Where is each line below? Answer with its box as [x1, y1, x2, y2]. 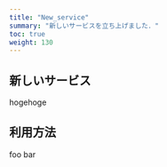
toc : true [9, 29, 46, 38]
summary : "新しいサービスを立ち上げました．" [9, 21, 160, 30]
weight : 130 [9, 37, 53, 47]
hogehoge [9, 97, 47, 107]
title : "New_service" [9, 12, 90, 22]
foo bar [9, 148, 36, 160]
